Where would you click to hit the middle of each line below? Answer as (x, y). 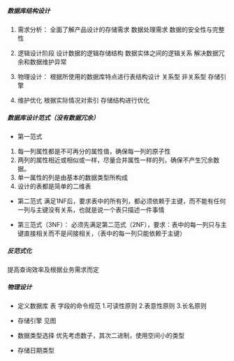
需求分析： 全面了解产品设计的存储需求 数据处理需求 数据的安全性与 (115, 29)
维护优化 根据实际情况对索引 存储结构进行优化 (83, 100)
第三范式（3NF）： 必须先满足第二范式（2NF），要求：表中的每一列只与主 (122, 224)
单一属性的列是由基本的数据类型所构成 (72, 177)
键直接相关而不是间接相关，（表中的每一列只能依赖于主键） (102, 233)
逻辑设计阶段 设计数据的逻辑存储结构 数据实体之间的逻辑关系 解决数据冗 (121, 53)
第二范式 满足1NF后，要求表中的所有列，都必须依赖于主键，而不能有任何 (122, 201)
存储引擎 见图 (37, 321)
